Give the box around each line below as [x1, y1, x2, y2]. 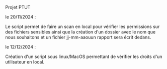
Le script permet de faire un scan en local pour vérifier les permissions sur [5, 23, 160, 29]
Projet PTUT [5, 4, 31, 10]
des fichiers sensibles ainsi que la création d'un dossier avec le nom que [5, 29, 156, 34]
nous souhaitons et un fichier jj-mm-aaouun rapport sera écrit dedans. [5, 34, 151, 40]
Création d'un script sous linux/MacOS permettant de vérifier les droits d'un [5, 53, 162, 59]
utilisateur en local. [5, 59, 44, 64]
